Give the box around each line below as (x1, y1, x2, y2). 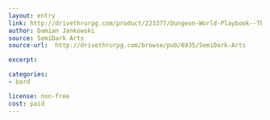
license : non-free (8, 92, 70, 100)
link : (8, 19, 27, 27)
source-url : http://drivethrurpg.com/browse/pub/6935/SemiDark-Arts (8, 42, 247, 50)
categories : (8, 70, 48, 78)
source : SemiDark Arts (8, 34, 84, 42)
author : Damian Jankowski (8, 26, 95, 34)
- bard (8, 78, 31, 86)
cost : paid (8, 99, 45, 108)
